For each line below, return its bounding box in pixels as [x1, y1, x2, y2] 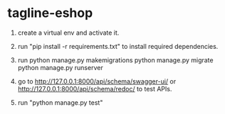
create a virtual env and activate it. [17, 28, 120, 37]
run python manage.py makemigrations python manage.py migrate [17, 55, 214, 64]
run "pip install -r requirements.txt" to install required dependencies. [17, 42, 219, 50]
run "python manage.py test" [17, 98, 103, 107]
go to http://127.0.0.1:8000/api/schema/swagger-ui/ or [17, 76, 177, 86]
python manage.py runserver [17, 63, 103, 72]
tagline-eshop [7, 5, 93, 21]
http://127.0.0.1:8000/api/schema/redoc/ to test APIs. [17, 84, 172, 93]
